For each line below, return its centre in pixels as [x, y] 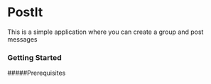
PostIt [25, 12]
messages [22, 39]
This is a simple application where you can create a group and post [105, 32]
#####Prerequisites [37, 73]
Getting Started [34, 57]
